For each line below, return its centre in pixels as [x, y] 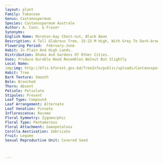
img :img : [14, 68]
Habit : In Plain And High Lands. [39, 50]
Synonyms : [15, 32]
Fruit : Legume [19, 136]
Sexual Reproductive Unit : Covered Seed [47, 140]
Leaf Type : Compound [26, 100]
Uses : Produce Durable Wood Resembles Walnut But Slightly [66, 59]
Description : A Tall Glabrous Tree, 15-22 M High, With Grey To [71, 41]
